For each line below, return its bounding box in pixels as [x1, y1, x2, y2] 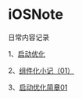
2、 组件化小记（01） [8, 65, 75, 75]
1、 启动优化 [8, 49, 45, 58]
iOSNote [8, 5, 64, 24]
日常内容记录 [8, 32, 49, 42]
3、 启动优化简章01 [8, 82, 68, 92]
